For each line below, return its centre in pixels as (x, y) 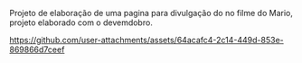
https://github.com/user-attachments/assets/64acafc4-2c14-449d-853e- (147, 40)
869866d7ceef (37, 49)
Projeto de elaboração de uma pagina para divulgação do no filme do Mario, (151, 13)
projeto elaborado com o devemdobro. (81, 22)
